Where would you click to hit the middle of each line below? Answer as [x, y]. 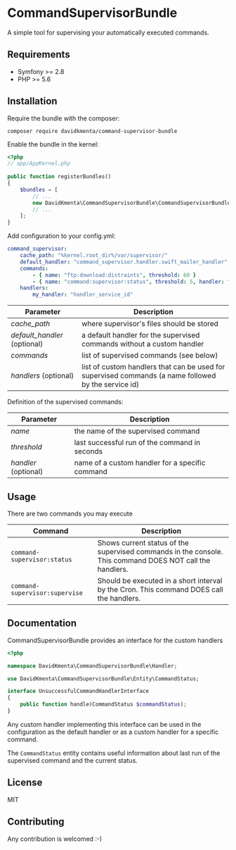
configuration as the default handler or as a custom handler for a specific [113, 732]
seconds [88, 451]
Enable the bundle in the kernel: [53, 144]
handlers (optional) [42, 376]
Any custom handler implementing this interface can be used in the [104, 724]
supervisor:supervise [47, 593]
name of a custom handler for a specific [140, 463]
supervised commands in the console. [160, 552]
